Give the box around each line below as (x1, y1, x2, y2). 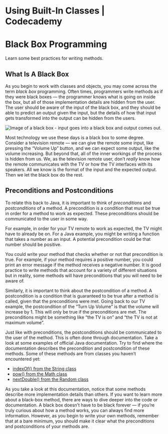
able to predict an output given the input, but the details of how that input (5, 109, 156, 115)
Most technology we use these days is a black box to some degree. (5, 134, 144, 140)
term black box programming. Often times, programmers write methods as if (5, 88, 163, 94)
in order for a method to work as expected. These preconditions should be (5, 210, 159, 216)
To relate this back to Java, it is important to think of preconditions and (5, 200, 151, 206)
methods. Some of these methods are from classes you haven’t (5, 350, 136, 356)
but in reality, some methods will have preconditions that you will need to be (5, 272, 162, 278)
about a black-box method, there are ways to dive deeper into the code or (5, 396, 158, 402)
